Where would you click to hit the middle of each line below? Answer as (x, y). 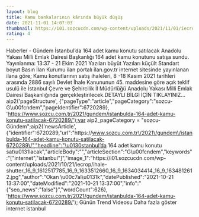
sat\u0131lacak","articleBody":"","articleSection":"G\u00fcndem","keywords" (99, 152)
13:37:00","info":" (120, 183)
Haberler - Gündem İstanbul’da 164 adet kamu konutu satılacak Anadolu (94, 51)
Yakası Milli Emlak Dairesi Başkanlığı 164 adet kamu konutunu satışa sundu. (98, 57)
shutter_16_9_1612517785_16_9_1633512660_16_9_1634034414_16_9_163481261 (99, 171)
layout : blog (22, 12)
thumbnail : (20, 28)
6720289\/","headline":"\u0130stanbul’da (56, 146)
